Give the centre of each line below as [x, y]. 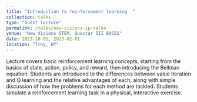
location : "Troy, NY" [33, 45]
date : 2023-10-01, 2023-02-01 [43, 39]
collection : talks [29, 17]
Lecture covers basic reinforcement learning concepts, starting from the [94, 61]
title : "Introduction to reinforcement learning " [71, 11]
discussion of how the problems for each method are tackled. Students [92, 86]
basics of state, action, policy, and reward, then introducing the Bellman [93, 67]
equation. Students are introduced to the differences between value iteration [98, 74]
